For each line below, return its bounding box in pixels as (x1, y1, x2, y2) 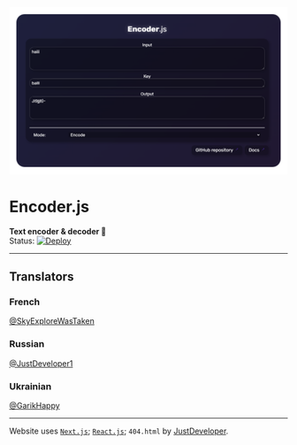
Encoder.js (9, 196, 90, 217)
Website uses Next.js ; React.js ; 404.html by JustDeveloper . (9, 426, 229, 436)
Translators (9, 269, 74, 285)
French (9, 295, 41, 308)
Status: (9, 235, 35, 246)
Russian (9, 338, 45, 350)
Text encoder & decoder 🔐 (9, 226, 107, 236)
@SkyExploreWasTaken (9, 316, 95, 326)
